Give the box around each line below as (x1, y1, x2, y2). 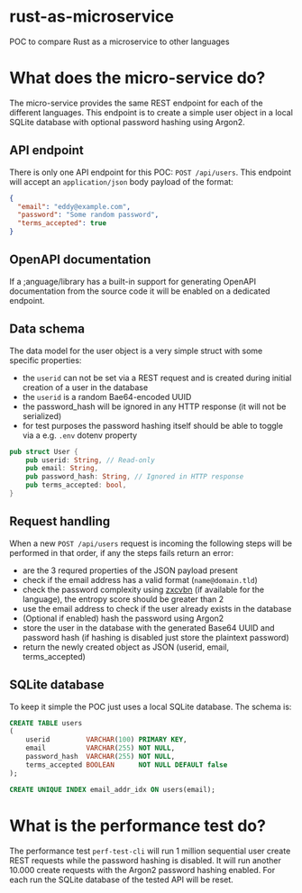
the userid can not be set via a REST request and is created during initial (22, 372, 292, 383)
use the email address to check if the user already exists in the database (22, 603, 292, 614)
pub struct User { (9, 447, 78, 456)
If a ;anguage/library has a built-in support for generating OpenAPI (9, 276, 257, 287)
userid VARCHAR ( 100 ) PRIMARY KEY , (25, 735, 188, 744)
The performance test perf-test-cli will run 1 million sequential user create (9, 845, 291, 856)
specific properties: (9, 354, 82, 366)
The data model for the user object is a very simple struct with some (9, 345, 263, 356)
